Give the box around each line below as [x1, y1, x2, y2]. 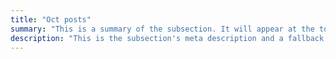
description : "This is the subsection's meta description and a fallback [10, 33, 325, 43]
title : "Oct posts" [10, 14, 92, 25]
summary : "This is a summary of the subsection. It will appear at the [10, 24, 315, 34]
